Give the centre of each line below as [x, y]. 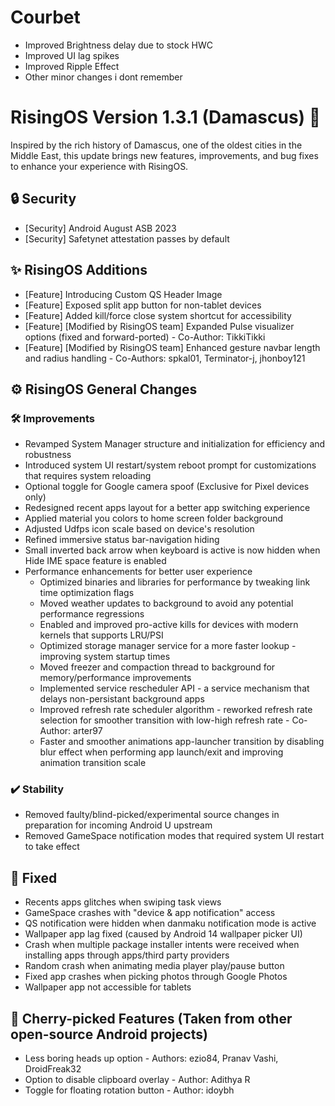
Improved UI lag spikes [72, 55]
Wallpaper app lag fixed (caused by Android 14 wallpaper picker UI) [163, 934]
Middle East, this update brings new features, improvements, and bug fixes [164, 155]
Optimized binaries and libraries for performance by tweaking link [175, 582]
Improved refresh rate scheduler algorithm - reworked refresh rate [176, 710]
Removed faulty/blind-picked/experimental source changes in [152, 815]
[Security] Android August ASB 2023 [100, 228]
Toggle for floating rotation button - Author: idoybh [129, 1090]
